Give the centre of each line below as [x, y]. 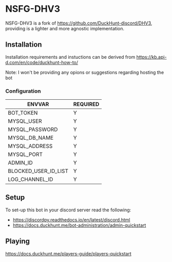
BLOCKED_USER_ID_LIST [38, 171]
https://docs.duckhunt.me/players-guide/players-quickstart [69, 253]
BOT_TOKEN [23, 113]
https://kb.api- [151, 57]
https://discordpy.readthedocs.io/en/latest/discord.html [71, 220]
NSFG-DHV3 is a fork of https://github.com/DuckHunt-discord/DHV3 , [79, 23]
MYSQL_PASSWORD [33, 129]
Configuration [23, 91]
